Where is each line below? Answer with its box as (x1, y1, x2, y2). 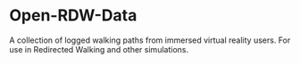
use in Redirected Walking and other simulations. (9, 44, 189, 54)
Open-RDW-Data (9, 5, 137, 26)
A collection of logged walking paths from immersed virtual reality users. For (9, 35, 291, 45)
